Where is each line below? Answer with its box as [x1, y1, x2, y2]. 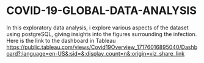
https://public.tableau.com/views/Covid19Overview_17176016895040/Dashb [6, 43, 197, 51]
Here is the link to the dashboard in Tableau [6, 37, 116, 44]
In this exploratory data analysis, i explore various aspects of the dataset [6, 24, 189, 31]
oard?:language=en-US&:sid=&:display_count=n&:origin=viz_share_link [6, 50, 185, 57]
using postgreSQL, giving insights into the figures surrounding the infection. [6, 30, 197, 37]
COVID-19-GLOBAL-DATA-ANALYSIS [6, 4, 197, 18]
